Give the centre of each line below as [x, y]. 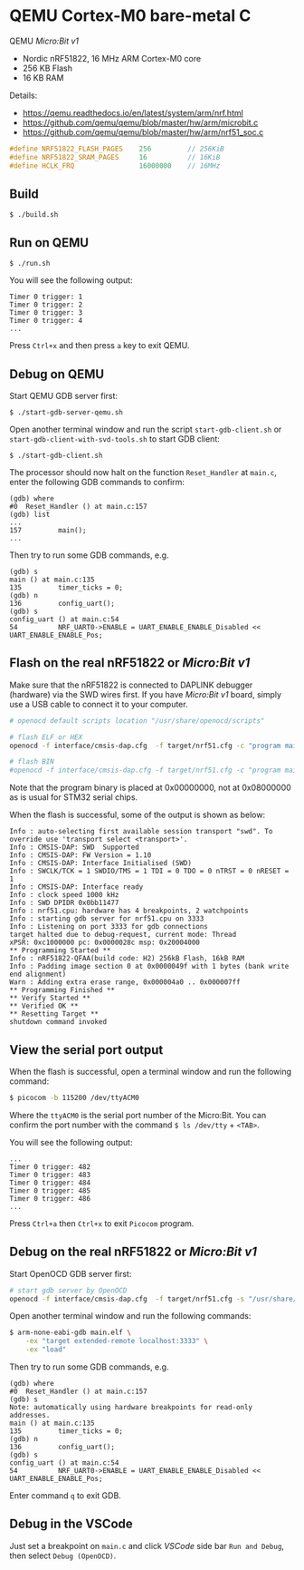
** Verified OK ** [44, 1006]
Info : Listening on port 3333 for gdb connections [109, 927]
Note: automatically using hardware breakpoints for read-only [131, 1408]
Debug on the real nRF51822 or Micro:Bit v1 [133, 1252]
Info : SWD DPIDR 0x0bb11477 [64, 903]
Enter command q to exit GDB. [66, 1496]
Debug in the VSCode [71, 1524]
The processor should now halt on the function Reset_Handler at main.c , [143, 472]
